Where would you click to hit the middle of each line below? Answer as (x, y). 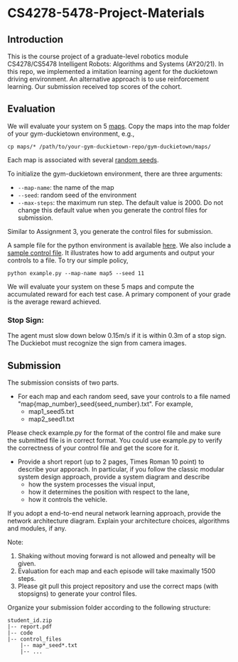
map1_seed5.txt (51, 411)
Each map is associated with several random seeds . (83, 160)
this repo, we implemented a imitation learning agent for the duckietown (113, 71)
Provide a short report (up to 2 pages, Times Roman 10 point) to (111, 461)
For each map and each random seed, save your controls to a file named (124, 396)
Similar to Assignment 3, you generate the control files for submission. (110, 231)
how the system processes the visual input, (92, 484)
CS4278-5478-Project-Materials (106, 13)
